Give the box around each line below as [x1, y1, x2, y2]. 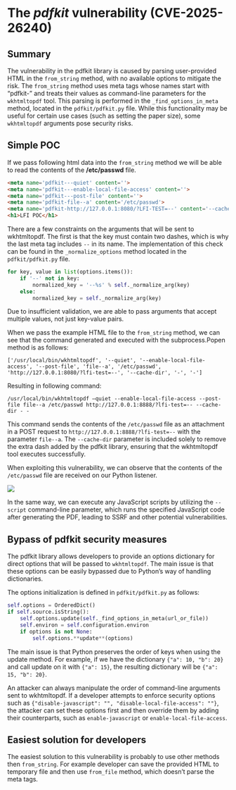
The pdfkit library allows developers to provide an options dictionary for [7, 552, 215, 561]
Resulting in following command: [7, 382, 102, 390]
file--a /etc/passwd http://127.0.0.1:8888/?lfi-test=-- [22, 402, 193, 409]
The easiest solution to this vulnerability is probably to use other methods [7, 753, 220, 761]
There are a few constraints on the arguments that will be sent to [7, 225, 195, 233]
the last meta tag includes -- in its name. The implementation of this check [7, 240, 223, 248]
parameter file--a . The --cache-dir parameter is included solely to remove [7, 435, 227, 443]
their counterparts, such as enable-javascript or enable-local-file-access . [7, 713, 228, 722]
